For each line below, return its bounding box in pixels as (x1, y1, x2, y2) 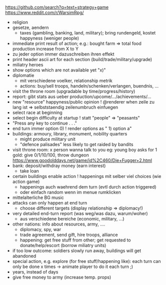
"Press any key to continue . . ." (12, 120, 77, 126)
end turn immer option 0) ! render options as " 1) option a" (12, 125, 132, 131)
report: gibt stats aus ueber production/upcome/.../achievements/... (12, 93, 151, 99)
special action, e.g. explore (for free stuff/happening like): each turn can (12, 258, 161, 264)
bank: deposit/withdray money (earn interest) (12, 162, 106, 168)
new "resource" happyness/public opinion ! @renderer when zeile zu (12, 99, 155, 104)
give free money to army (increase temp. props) (12, 274, 111, 280)
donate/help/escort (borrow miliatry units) (19, 242, 106, 248)
